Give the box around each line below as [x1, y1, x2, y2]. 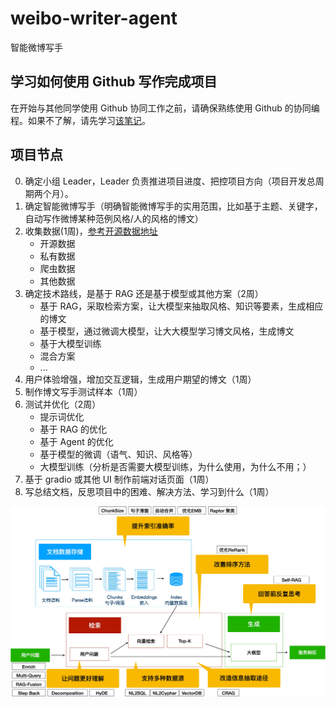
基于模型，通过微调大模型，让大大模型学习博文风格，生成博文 [39, 325, 295, 337]
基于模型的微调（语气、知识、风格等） [39, 448, 198, 460]
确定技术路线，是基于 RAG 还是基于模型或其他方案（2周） [24, 287, 264, 299]
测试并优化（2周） [24, 398, 102, 410]
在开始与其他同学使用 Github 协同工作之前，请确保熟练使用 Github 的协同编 [10, 102, 320, 114]
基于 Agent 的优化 [39, 435, 114, 447]
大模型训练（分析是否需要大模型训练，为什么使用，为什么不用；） [39, 460, 312, 472]
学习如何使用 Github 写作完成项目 [10, 73, 218, 91]
